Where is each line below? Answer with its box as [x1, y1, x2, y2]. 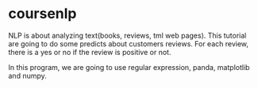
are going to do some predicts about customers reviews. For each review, [8, 38, 248, 48]
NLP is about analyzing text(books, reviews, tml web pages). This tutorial [8, 31, 247, 40]
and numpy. [8, 71, 48, 80]
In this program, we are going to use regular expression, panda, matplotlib [8, 62, 250, 71]
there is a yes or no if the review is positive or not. [8, 47, 171, 57]
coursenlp [8, 5, 77, 23]
